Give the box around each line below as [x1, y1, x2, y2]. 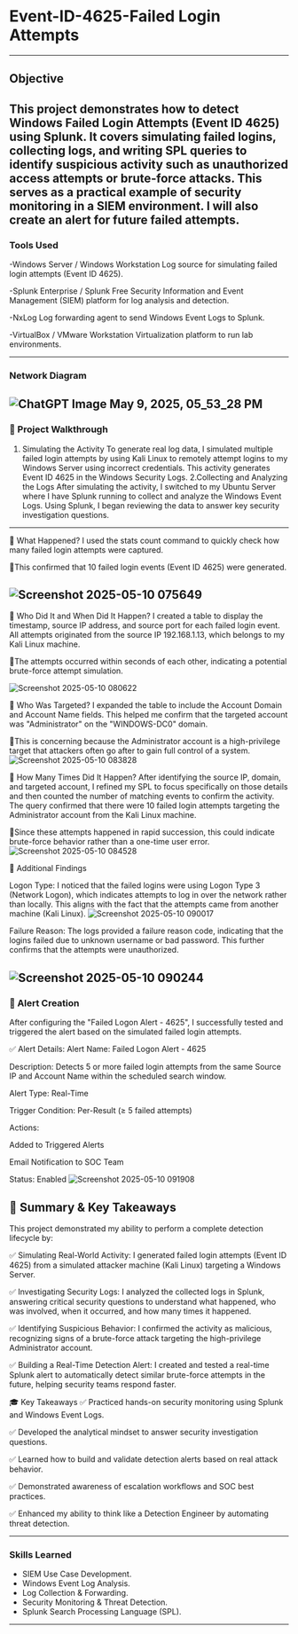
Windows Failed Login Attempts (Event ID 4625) [9, 115, 280, 130]
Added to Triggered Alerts [9, 1140, 105, 1151]
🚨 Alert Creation [9, 996, 80, 1009]
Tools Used [9, 239, 59, 251]
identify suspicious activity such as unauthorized [9, 157, 289, 172]
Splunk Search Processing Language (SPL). [21, 1607, 182, 1617]
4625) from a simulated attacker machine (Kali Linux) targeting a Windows [9, 1260, 281, 1270]
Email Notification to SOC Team [9, 1157, 124, 1167]
